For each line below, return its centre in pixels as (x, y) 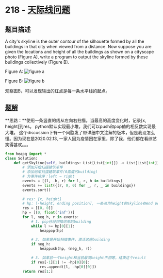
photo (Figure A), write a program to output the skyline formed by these (76, 57)
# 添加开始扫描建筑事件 (43, 167)
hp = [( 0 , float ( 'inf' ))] (49, 213)
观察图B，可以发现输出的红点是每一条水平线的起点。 (57, 91)
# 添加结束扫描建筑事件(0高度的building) (60, 172)
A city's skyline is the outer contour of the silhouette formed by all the (75, 41)
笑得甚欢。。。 (18, 144)
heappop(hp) (52, 231)
